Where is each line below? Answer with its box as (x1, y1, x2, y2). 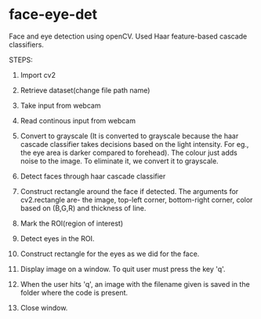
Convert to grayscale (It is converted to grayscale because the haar (20, 131, 239, 141)
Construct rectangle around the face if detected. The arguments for (20, 186, 239, 196)
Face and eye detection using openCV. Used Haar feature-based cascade (9, 31, 248, 41)
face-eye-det (9, 5, 97, 24)
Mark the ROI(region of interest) (20, 218, 124, 228)
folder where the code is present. (20, 288, 129, 297)
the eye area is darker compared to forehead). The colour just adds (20, 148, 237, 157)
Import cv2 (20, 70, 56, 79)
